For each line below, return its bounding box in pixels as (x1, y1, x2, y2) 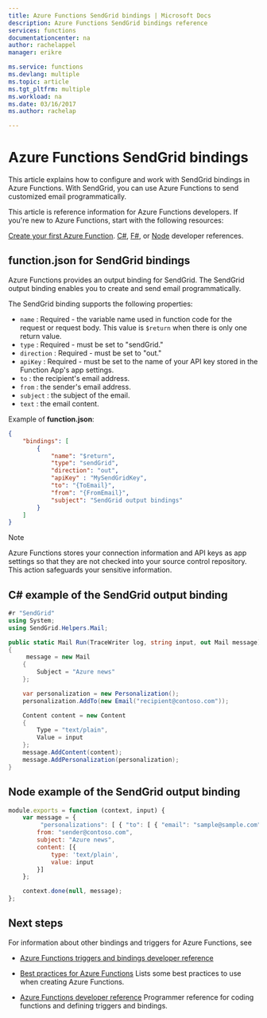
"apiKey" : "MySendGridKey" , (50, 474, 148, 482)
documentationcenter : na (8, 33, 91, 42)
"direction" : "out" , (50, 467, 119, 475)
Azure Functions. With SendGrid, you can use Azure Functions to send (8, 184, 239, 193)
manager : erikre (8, 49, 62, 56)
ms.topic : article (8, 77, 69, 86)
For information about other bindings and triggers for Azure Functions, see (8, 938, 253, 947)
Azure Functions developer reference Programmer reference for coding (19, 992, 254, 1002)
